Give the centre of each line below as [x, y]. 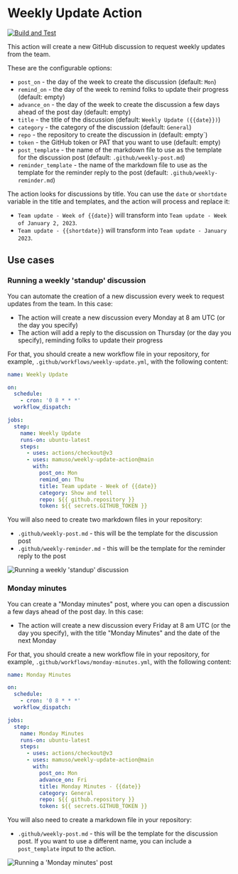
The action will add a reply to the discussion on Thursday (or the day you [124, 332]
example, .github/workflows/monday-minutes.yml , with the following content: [119, 662]
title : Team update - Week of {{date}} [98, 486]
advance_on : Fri [63, 780]
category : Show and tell [76, 493]
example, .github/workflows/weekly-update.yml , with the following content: [118, 362]
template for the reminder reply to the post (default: [93, 172]
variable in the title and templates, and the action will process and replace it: [119, 201]
